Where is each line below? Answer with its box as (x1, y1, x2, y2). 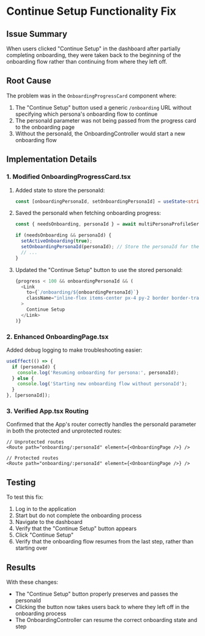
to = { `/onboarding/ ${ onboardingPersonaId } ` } (26, 289, 140, 295)
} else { (12, 375, 34, 381)
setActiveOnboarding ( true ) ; (21, 238, 93, 244)
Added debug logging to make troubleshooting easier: (6, 346, 143, 354)
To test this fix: (6, 493, 44, 501)
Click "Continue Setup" (15, 531, 74, 539)
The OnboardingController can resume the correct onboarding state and (15, 616, 198, 623)
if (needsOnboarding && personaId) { (15, 232, 112, 238)
